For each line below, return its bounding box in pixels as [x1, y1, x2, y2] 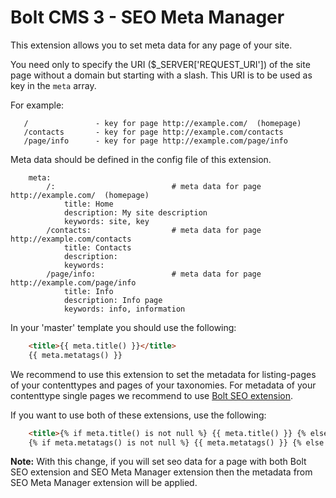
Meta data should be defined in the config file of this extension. [10, 153, 272, 165]
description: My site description [63, 207, 208, 218]
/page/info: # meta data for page [46, 269, 262, 279]
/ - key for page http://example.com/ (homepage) [23, 118, 302, 128]
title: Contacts [63, 242, 132, 253]
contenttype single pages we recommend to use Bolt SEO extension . [10, 389, 294, 401]
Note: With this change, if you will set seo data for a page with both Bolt [10, 456, 307, 468]
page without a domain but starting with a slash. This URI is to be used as [10, 69, 313, 81]
